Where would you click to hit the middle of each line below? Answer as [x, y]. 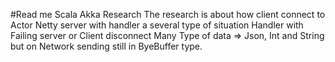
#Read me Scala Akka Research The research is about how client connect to [168, 14]
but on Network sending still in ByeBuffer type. [106, 46]
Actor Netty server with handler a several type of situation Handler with [157, 25]
